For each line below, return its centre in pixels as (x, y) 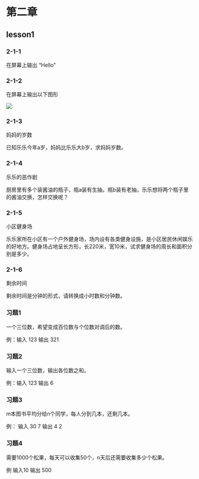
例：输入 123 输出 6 (30, 383)
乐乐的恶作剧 (22, 177)
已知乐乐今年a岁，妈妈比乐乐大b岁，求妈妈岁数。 (66, 147)
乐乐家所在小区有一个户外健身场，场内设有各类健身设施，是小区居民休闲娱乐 (99, 239)
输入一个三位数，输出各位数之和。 (48, 370)
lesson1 (20, 34)
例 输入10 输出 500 (29, 470)
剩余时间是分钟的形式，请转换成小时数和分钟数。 (66, 296)
